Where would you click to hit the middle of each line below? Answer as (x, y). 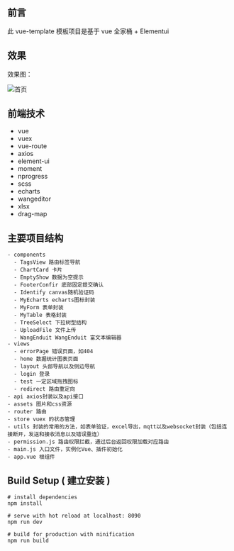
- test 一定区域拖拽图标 (46, 382)
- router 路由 (27, 412)
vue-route (32, 146)
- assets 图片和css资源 (40, 404)
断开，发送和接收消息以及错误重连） (57, 435)
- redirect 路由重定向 (45, 389)
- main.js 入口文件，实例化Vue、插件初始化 (65, 450)
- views (19, 344)
